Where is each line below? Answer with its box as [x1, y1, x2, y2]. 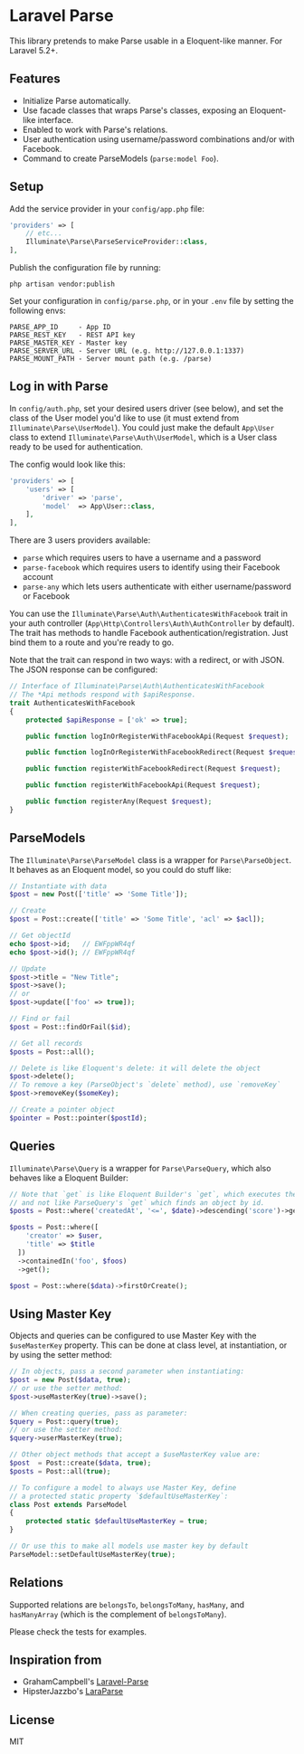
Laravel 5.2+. [9, 44, 59, 55]
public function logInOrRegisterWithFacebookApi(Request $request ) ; [25, 732, 290, 741]
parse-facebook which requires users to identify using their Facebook [22, 562, 280, 573]
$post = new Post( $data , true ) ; [9, 1376, 131, 1385]
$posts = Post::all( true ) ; [9, 1466, 111, 1475]
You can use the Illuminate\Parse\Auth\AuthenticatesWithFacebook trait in [9, 608, 288, 620]
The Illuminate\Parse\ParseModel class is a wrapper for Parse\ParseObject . [9, 854, 292, 865]
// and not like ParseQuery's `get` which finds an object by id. [9, 1198, 265, 1208]
